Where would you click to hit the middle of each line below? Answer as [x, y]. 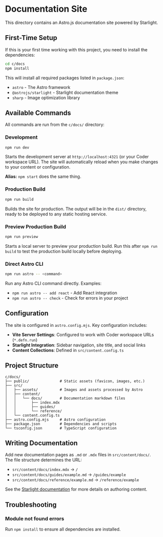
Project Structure [32, 366]
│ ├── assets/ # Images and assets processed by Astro [74, 389]
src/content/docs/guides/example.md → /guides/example [69, 474]
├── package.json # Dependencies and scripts [61, 424]
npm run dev [17, 148]
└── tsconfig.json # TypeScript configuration [61, 428]
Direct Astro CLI [24, 264]
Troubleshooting [31, 505]
